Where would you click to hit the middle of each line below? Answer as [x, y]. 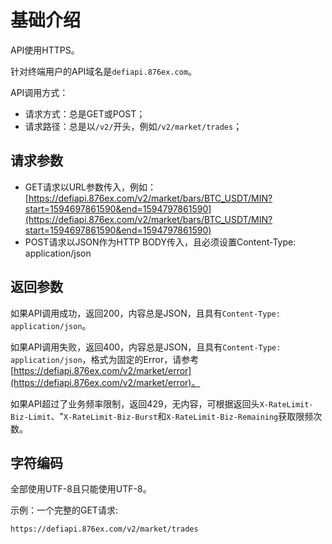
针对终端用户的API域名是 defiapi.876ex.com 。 [104, 71]
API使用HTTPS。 [45, 50]
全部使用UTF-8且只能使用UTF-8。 [81, 489]
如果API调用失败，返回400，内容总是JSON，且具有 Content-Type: [146, 347]
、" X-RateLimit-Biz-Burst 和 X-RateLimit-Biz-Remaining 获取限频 [182, 416]
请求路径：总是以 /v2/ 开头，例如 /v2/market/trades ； [133, 126]
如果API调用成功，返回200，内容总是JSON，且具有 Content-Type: [145, 313]
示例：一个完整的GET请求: [64, 510]
